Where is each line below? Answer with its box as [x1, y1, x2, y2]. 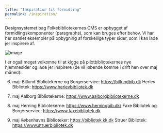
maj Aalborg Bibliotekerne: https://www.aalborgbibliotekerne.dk [12, 93, 139, 99]
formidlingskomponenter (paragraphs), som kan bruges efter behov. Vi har [5, 30, 154, 36]
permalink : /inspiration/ [5, 12, 57, 16]
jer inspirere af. [5, 40, 35, 46]
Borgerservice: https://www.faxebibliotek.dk [12, 107, 101, 114]
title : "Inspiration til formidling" [5, 7, 81, 12]
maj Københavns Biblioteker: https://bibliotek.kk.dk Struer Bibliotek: [12, 117, 147, 123]
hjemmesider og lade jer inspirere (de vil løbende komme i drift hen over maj [5, 64, 158, 70]
